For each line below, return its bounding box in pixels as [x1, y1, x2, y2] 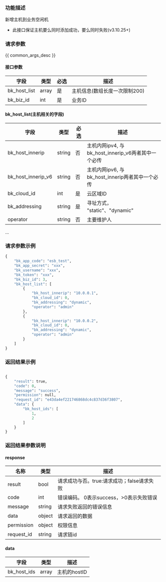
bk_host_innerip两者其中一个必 [86, 174, 159, 180]
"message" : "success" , [14, 388, 61, 393]
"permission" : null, [14, 393, 56, 398]
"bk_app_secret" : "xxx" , [14, 263, 65, 268]
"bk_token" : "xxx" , [14, 272, 54, 277]
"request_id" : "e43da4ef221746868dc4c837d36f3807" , [14, 397, 123, 402]
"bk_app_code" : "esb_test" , [14, 258, 72, 264]
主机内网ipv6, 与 [86, 166, 124, 173]
